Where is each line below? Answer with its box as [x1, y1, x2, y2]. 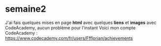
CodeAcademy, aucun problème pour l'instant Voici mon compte [5, 24, 136, 30]
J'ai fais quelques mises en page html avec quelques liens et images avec [5, 20, 157, 25]
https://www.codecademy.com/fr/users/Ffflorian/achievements [5, 35, 133, 41]
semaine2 [5, 3, 47, 15]
